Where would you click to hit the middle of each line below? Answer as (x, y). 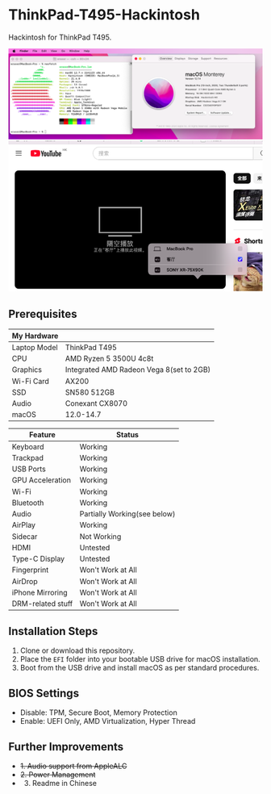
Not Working (100, 536)
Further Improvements (66, 747)
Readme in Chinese (64, 784)
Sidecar (25, 536)
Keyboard (28, 446)
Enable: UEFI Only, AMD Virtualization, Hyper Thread (108, 721)
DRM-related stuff (42, 604)
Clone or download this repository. (77, 650)
